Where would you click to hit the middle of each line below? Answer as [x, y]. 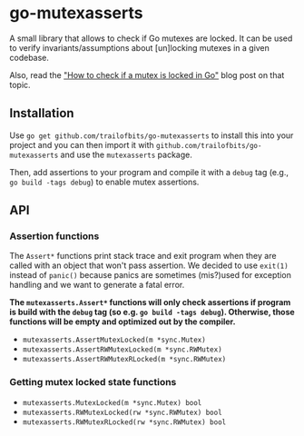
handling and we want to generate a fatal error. [97, 285]
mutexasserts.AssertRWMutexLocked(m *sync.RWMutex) [122, 350]
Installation [42, 113]
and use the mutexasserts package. [126, 154]
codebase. [29, 57]
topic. [20, 84]
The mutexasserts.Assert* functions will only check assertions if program [150, 302]
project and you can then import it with [82, 144]
